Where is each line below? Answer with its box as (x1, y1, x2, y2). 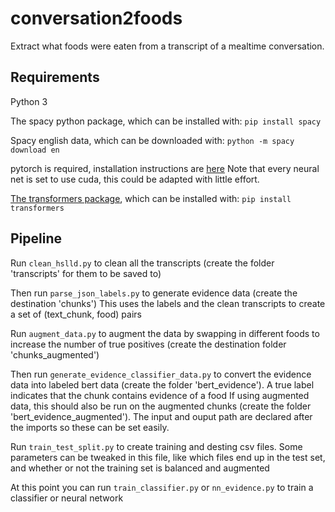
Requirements (10, 69, 100, 86)
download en (10, 145, 60, 155)
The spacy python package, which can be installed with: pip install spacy (10, 115, 322, 127)
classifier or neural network (10, 492, 124, 504)
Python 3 (10, 95, 48, 107)
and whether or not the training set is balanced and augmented (10, 462, 270, 474)
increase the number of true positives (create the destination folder (10, 338, 287, 350)
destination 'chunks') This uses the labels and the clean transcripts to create (10, 297, 326, 309)
